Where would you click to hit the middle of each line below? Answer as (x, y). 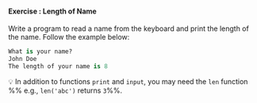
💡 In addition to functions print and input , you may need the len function (128, 81)
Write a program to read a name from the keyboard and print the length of (129, 29)
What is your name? (40, 51)
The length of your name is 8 (58, 66)
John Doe (23, 59)
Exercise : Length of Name (52, 11)
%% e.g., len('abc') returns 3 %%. (65, 90)
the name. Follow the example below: (69, 37)
